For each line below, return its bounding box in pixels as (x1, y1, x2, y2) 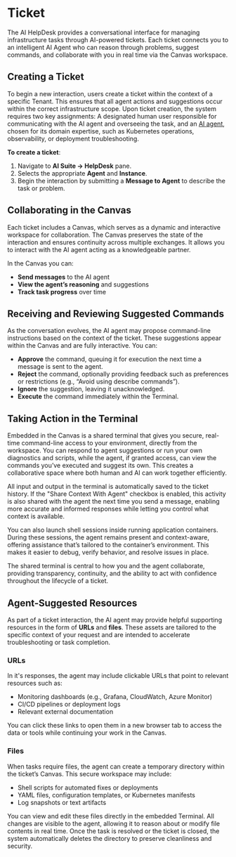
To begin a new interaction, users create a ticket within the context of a (7, 89, 213, 98)
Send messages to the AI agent (17, 273, 110, 281)
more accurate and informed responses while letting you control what (7, 504, 209, 513)
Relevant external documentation (17, 707, 114, 716)
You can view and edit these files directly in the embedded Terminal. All (7, 811, 214, 820)
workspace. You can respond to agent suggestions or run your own (7, 446, 202, 454)
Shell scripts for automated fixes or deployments (17, 783, 159, 792)
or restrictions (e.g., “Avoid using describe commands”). (17, 377, 181, 386)
